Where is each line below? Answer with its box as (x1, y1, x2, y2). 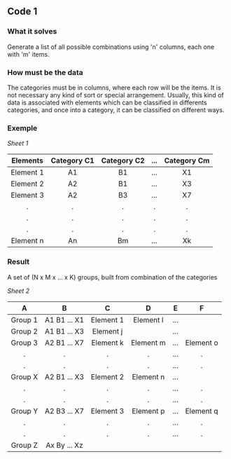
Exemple (7, 123, 38, 132)
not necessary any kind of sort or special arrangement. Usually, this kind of (7, 90, 224, 99)
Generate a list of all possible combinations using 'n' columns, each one (7, 42, 215, 51)
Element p (132, 406, 165, 416)
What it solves (7, 27, 57, 36)
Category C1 (50, 156, 94, 165)
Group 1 (10, 315, 38, 324)
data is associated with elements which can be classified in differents (7, 98, 208, 107)
